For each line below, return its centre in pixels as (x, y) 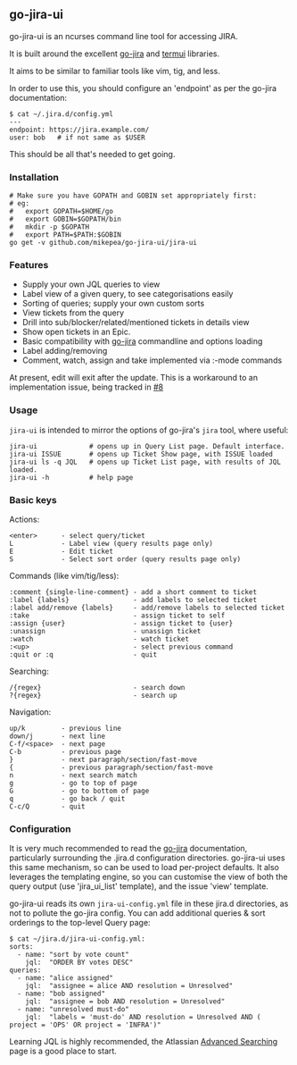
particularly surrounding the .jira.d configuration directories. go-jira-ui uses (147, 858)
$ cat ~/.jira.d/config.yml (62, 114)
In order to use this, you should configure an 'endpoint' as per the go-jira (143, 88)
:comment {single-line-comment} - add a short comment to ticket (133, 592)
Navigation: (30, 712)
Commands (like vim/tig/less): (64, 576)
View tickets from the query (73, 313)
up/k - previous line (66, 728)
